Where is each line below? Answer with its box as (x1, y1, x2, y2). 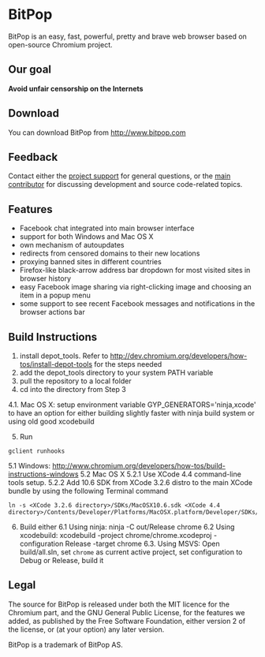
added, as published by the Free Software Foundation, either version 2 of (8, 616, 246, 625)
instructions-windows (8, 469, 79, 479)
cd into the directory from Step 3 (19, 385, 126, 394)
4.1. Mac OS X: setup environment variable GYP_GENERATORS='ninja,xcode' (8, 400, 256, 409)
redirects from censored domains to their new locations (19, 248, 200, 258)
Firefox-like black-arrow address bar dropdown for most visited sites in (19, 266, 251, 275)
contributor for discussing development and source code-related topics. (8, 180, 243, 189)
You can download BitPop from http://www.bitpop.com (8, 128, 186, 137)
